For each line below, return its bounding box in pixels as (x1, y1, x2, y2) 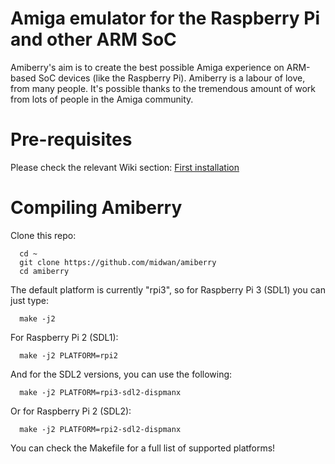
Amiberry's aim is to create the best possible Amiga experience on (10, 61, 285, 73)
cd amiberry (19, 266, 70, 276)
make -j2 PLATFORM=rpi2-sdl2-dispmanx (19, 424, 182, 434)
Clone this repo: (10, 229, 77, 241)
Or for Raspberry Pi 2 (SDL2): (10, 405, 132, 417)
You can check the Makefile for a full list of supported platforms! (10, 442, 276, 454)
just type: (10, 294, 50, 306)
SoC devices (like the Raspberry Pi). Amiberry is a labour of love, (38, 72, 306, 84)
